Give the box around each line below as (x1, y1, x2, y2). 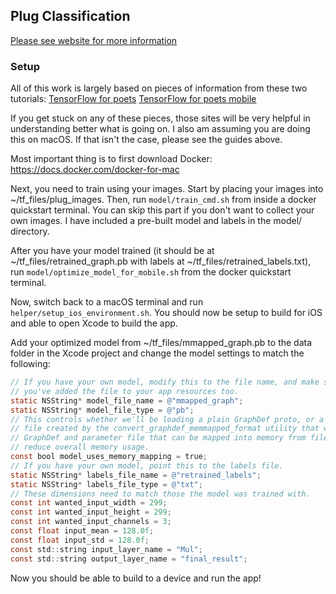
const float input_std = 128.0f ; (10, 535, 150, 545)
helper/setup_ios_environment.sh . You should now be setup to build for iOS (10, 307, 323, 319)
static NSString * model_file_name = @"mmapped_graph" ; (10, 395, 244, 406)
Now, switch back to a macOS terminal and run (10, 296, 204, 308)
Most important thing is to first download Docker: (10, 153, 213, 165)
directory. (10, 225, 50, 238)
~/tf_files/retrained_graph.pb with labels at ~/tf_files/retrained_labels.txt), (10, 255, 312, 268)
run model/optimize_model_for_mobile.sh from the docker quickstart (10, 266, 292, 278)
